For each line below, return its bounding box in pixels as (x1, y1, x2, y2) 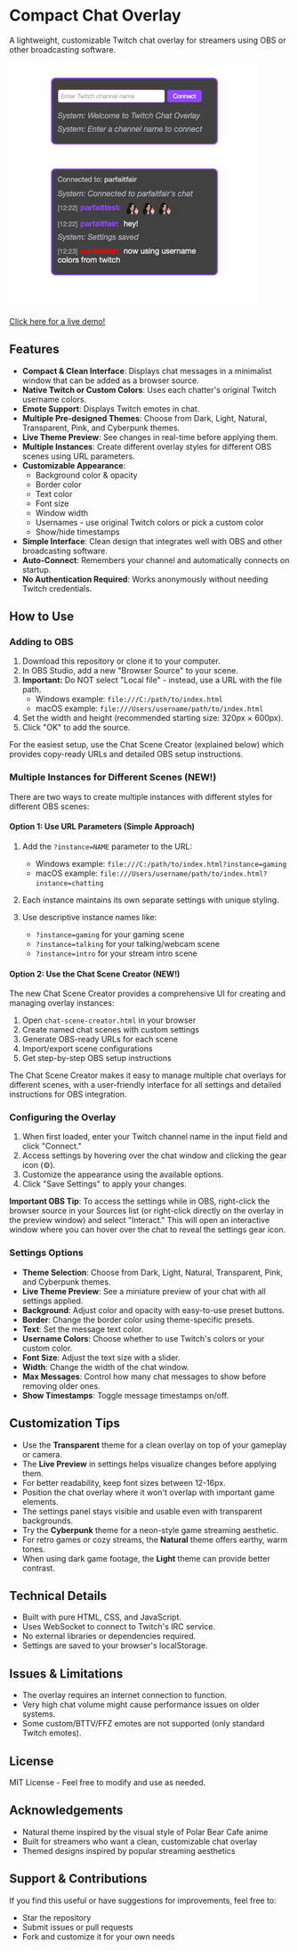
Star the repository (21, 1912, 92, 1922)
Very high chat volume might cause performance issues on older (21, 1699, 260, 1710)
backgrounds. (21, 1515, 74, 1526)
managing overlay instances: (9, 998, 115, 1008)
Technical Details (9, 1588, 108, 1604)
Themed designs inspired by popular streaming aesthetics (21, 1845, 236, 1856)
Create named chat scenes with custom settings (21, 1024, 200, 1035)
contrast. (21, 1563, 56, 1573)
